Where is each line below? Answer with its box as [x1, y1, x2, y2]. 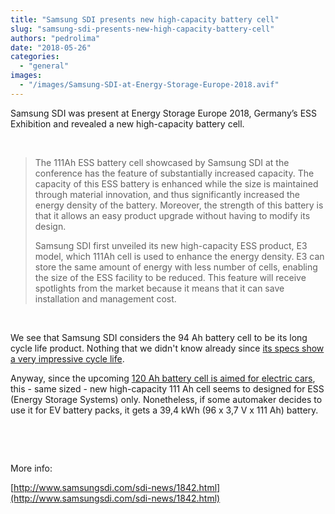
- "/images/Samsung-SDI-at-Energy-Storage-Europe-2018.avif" [19, 80, 280, 90]
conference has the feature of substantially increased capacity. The [34, 167, 315, 179]
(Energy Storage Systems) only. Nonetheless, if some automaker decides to [10, 393, 323, 405]
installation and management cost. [34, 292, 177, 305]
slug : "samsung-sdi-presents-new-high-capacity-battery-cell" [10, 24, 275, 34]
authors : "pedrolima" [10, 33, 101, 43]
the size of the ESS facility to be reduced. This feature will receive [34, 271, 307, 283]
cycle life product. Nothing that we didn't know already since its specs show [10, 342, 325, 354]
